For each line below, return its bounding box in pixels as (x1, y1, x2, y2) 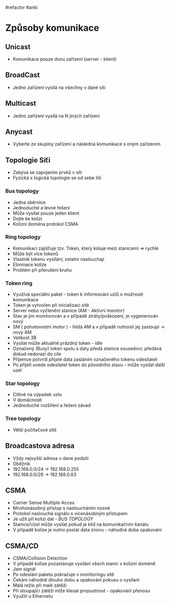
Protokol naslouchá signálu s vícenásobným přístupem (12, 511, 128, 517)
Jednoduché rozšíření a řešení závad (12, 402, 91, 408)
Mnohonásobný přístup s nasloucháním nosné (12, 505, 110, 511)
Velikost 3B (12, 334, 37, 341)
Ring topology (5, 233, 41, 240)
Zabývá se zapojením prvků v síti (12, 170, 83, 176)
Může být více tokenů (12, 250, 59, 257)
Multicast (5, 99, 37, 108)
